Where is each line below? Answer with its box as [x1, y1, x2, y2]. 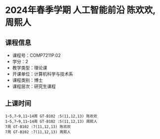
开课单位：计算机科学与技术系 [12, 71, 73, 77]
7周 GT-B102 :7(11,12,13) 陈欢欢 [5, 124, 71, 129]
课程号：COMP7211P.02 [12, 53, 61, 58]
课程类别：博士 [12, 77, 43, 83]
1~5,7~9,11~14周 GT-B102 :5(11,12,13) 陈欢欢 [5, 114, 98, 119]
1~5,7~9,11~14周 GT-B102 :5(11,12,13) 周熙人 [5, 119, 98, 124]
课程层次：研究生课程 [12, 83, 56, 89]
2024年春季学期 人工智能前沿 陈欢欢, [5, 4, 156, 16]
